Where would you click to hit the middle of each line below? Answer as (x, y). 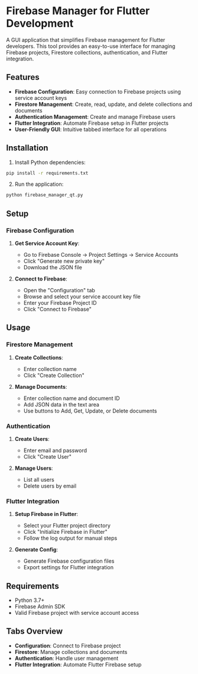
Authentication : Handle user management (66, 658)
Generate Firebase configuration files (69, 561)
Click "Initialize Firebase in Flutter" (65, 532)
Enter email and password (55, 450)
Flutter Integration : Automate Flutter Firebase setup (78, 665)
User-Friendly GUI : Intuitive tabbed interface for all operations (90, 129)
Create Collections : (39, 357)
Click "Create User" (48, 456)
